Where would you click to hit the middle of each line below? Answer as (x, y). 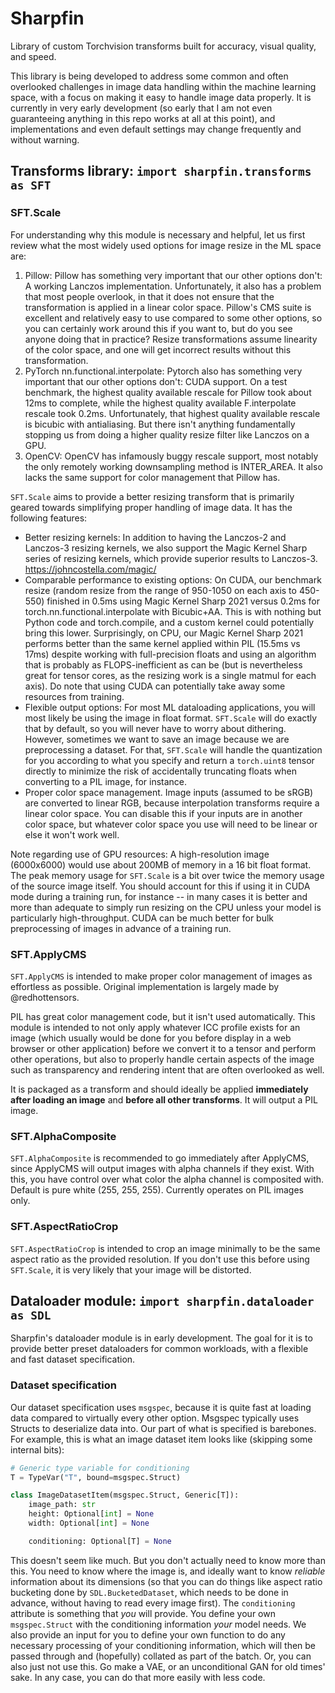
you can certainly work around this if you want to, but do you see (158, 328)
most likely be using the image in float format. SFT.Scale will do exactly (171, 718)
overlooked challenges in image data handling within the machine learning (163, 86)
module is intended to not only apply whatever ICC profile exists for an (155, 1027)
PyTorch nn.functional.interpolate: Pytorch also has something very (163, 371)
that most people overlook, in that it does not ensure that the (149, 296)
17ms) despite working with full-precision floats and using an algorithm (170, 654)
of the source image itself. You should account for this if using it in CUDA (160, 886)
